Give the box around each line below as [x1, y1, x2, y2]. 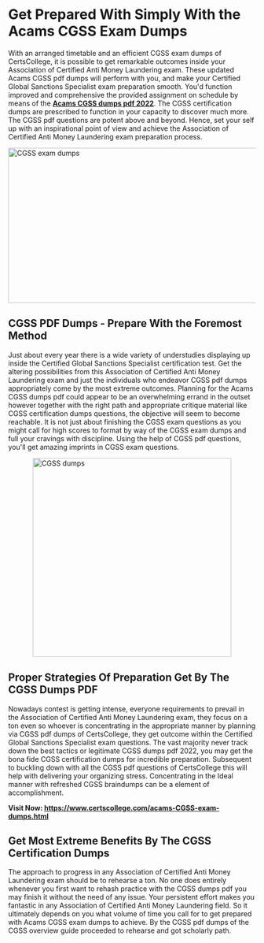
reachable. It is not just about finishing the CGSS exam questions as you [8, 417, 242, 426]
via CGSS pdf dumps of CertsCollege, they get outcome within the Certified [8, 729, 253, 738]
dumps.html [8, 811, 49, 821]
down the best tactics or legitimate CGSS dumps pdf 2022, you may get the [8, 746, 254, 756]
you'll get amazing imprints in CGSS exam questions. [8, 442, 179, 451]
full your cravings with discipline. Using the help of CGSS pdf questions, [8, 433, 242, 443]
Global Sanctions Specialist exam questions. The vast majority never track [8, 737, 248, 747]
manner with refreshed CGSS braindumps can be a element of [8, 779, 210, 789]
